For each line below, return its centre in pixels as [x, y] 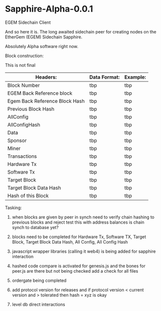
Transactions [22, 156]
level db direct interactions [38, 304]
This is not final [20, 65]
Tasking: [14, 208]
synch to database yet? [35, 227]
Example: [135, 77]
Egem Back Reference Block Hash [46, 101]
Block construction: [24, 56]
